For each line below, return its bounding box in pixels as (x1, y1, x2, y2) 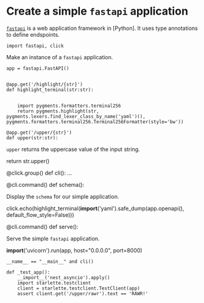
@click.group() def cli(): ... (6, 169, 72, 177)
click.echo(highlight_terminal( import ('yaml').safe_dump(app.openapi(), (6, 205, 185, 212)
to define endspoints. (6, 31, 60, 38)
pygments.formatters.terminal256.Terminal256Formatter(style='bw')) (6, 119, 184, 125)
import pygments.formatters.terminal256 (17, 103, 121, 109)
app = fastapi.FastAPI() (6, 65, 69, 71)
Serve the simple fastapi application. (6, 235, 100, 242)
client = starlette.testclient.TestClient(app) (17, 285, 140, 291)
